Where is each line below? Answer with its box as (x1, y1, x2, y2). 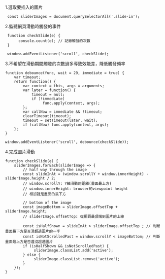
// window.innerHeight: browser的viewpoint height (23, 186, 128, 191)
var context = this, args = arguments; (23, 83, 105, 88)
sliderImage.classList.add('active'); (33, 248, 113, 253)
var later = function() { (23, 88, 76, 93)
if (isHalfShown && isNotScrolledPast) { (23, 244, 109, 248)
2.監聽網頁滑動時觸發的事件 (5, 24, 61, 29)
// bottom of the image (23, 200, 71, 205)
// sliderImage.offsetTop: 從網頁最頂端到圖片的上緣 (23, 214, 125, 219)
